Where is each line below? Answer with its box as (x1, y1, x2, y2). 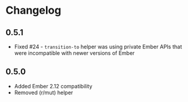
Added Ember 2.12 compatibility (14, 82, 93, 89)
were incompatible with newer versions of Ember (14, 50, 135, 57)
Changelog (5, 4, 61, 17)
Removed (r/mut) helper (14, 89, 73, 96)
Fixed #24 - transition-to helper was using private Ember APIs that (14, 43, 183, 50)
